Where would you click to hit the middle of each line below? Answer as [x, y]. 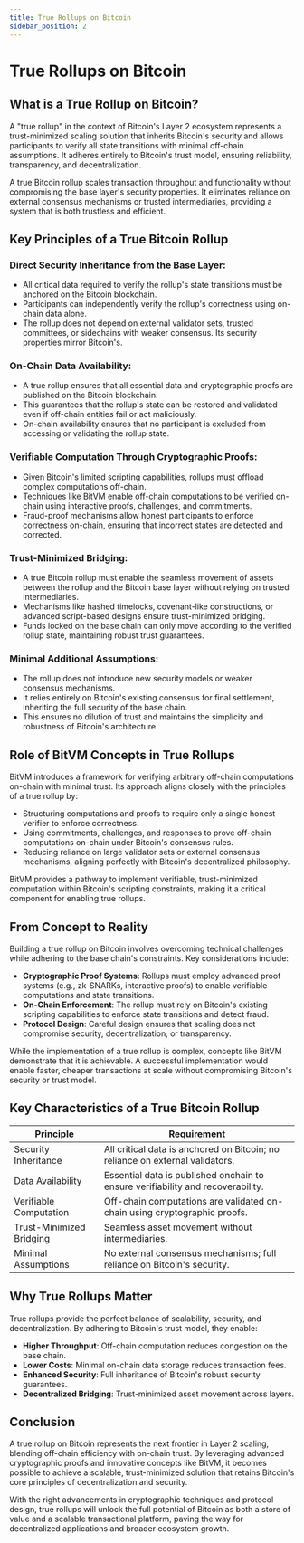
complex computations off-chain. [84, 486]
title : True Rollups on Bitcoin [70, 18]
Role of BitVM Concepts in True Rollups [122, 755]
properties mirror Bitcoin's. [72, 343]
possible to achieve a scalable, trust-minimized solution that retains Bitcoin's [152, 1472]
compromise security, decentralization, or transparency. [127, 1033]
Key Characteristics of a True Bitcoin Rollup [134, 1108]
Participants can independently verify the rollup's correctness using [149, 304]
